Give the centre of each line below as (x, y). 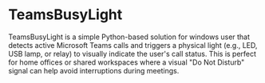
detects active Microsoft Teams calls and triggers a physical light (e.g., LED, (133, 45)
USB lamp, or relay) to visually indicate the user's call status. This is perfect (132, 53)
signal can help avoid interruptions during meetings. (94, 70)
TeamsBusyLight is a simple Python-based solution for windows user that (129, 37)
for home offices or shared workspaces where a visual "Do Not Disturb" (127, 62)
